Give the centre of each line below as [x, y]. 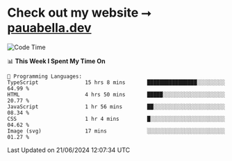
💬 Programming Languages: [44, 76]
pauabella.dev [49, 28]
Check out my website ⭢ [79, 13]
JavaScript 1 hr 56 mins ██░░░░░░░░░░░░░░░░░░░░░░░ [116, 107]
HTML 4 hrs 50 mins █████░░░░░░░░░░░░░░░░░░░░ [116, 94]
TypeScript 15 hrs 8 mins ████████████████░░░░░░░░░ [116, 82]
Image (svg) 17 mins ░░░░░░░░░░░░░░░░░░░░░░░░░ [116, 131]
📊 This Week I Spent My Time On [56, 61]
